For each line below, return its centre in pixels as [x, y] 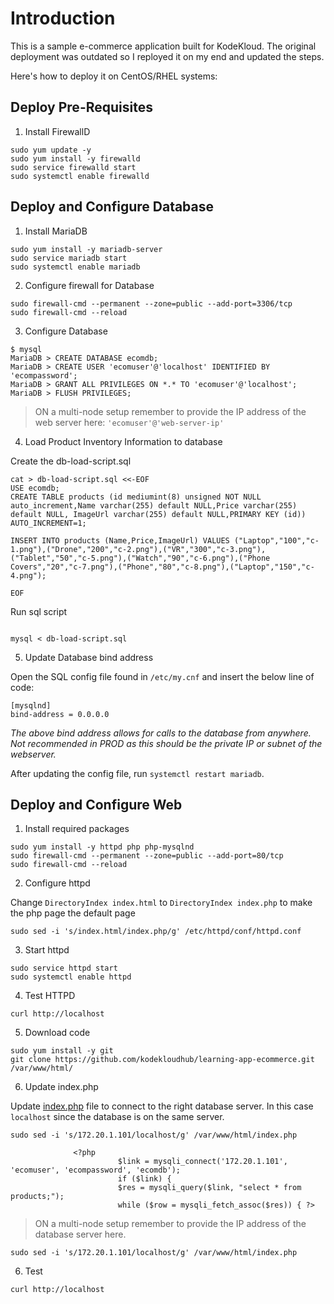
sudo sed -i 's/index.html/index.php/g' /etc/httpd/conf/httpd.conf [156, 932]
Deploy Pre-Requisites [81, 107]
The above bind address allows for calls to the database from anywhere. [161, 733]
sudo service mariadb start [69, 258]
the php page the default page [73, 913]
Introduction [63, 18]
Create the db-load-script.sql [71, 461]
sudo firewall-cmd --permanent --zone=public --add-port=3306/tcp [151, 303]
